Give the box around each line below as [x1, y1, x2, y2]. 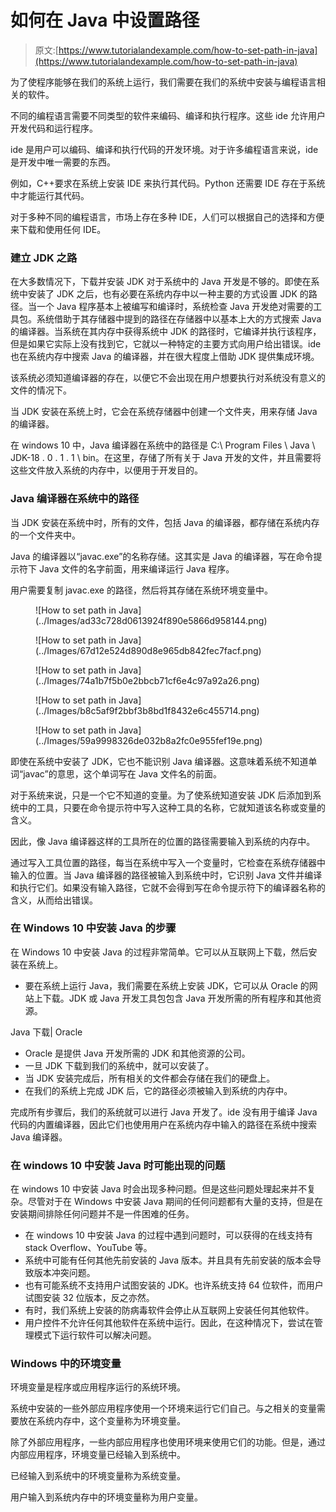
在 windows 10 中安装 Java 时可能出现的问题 [10, 1158, 226, 1172]
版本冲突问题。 [33, 1267, 96, 1279]
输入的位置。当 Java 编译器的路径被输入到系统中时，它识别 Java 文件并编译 [10, 869, 323, 881]
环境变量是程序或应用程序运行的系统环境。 [10, 1381, 186, 1393]
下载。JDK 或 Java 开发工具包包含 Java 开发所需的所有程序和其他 [42, 992, 313, 1004]
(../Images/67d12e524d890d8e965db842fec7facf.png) [35, 644, 262, 656]
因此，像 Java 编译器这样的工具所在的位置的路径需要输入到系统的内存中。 [10, 835, 316, 847]
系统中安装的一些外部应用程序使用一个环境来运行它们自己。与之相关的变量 [10, 1402, 317, 1415]
